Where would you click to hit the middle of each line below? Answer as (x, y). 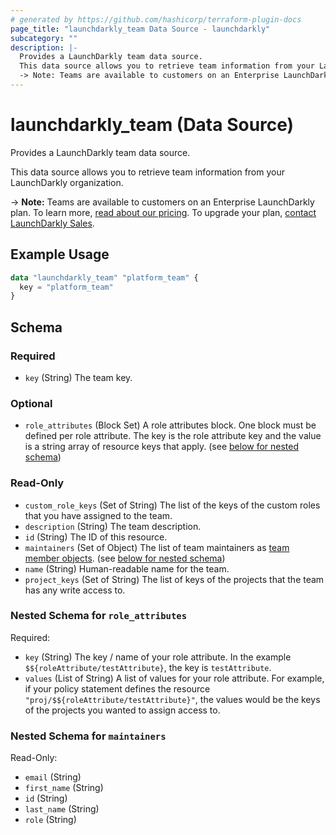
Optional (31, 403)
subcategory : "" (44, 38)
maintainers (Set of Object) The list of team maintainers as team (157, 547)
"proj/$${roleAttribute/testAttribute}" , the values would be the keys (172, 699)
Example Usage (60, 254)
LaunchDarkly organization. (67, 182)
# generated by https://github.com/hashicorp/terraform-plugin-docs (156, 19)
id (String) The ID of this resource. (96, 537)
